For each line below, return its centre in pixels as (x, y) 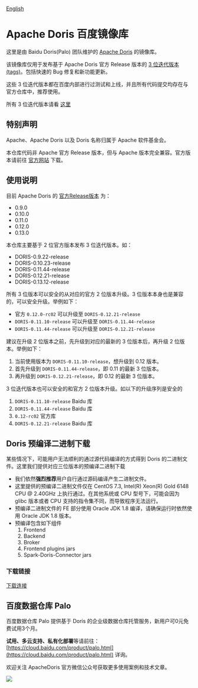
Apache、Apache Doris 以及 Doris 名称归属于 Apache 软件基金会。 (88, 140)
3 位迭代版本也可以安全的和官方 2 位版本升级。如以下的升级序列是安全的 (94, 388)
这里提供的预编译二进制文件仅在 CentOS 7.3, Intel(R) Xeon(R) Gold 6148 (102, 486)
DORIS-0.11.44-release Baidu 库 (53, 408)
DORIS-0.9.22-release (42, 257)
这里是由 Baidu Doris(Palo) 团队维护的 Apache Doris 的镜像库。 (83, 51)
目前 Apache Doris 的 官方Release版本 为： (59, 196)
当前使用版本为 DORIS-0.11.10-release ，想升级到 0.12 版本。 (88, 361)
